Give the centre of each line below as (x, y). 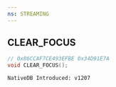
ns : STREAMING (28, 14)
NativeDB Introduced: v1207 (49, 79)
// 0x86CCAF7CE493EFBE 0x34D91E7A (59, 59)
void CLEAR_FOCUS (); (38, 65)
